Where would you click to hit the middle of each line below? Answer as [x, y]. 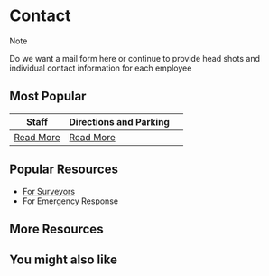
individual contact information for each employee [101, 68]
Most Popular [48, 96]
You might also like [63, 260]
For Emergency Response [70, 201]
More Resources [56, 228]
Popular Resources [64, 170]
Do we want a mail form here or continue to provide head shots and [134, 58]
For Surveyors [48, 191]
